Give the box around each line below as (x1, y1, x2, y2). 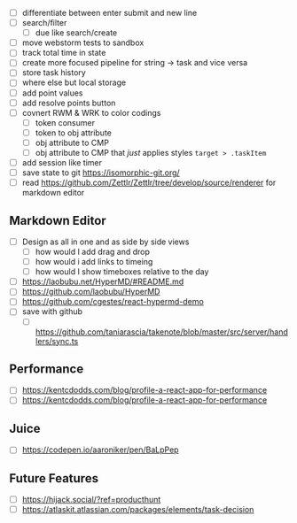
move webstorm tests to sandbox (21, 37, 145, 48)
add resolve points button (21, 97, 116, 108)
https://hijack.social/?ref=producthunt (21, 495, 161, 505)
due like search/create (35, 27, 118, 38)
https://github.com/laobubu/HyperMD (21, 287, 160, 297)
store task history (21, 67, 86, 78)
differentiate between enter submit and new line (21, 8, 198, 18)
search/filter (21, 18, 67, 28)
